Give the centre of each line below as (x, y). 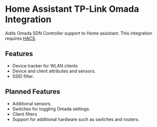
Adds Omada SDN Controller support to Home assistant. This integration (79, 33)
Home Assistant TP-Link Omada (72, 9)
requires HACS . (21, 38)
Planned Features (33, 92)
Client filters (25, 114)
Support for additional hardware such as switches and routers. (76, 119)
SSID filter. (23, 76)
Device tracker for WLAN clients (45, 65)
